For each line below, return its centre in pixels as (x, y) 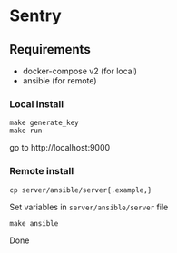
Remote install (42, 171)
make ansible (34, 223)
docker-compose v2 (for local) (80, 71)
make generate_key (44, 123)
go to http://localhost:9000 (60, 148)
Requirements (50, 49)
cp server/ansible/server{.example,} (81, 190)
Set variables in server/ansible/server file (89, 207)
